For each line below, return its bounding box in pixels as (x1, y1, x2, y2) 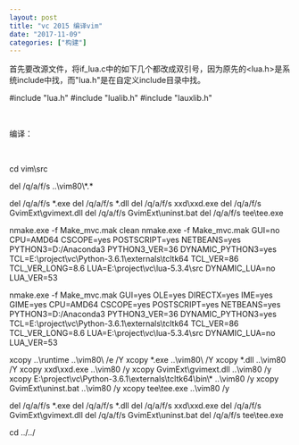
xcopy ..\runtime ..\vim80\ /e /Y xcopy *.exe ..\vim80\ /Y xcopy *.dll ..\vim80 (9, 355, 287, 365)
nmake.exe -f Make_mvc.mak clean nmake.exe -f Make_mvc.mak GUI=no (9, 225, 280, 236)
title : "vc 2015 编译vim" (9, 21, 103, 30)
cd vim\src (9, 164, 48, 174)
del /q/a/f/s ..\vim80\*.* (9, 181, 94, 192)
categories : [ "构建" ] (9, 38, 87, 47)
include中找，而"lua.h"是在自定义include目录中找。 (16, 75, 206, 86)
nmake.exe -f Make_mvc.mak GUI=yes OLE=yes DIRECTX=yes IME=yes (9, 290, 274, 300)
